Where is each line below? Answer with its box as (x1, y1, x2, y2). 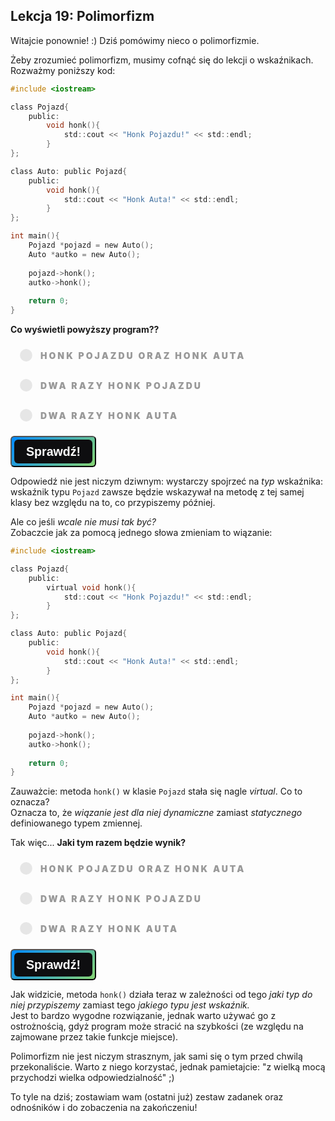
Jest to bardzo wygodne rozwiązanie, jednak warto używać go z (10, 1010, 277, 1022)
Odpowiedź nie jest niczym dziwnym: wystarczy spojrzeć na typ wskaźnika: (10, 475, 323, 488)
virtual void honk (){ (46, 582, 137, 593)
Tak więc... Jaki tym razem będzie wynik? (10, 837, 187, 849)
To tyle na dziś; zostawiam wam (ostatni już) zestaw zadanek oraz (10, 1091, 284, 1103)
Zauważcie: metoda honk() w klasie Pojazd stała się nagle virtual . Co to (10, 785, 303, 798)
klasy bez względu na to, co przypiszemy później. (10, 497, 216, 509)
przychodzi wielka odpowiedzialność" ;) (10, 1072, 175, 1084)
